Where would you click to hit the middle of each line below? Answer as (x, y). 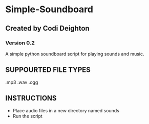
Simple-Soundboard (49, 9)
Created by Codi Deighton (47, 28)
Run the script (27, 116)
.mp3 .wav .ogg (22, 82)
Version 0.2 (20, 43)
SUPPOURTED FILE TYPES (48, 70)
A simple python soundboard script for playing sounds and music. (75, 54)
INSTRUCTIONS (31, 98)
